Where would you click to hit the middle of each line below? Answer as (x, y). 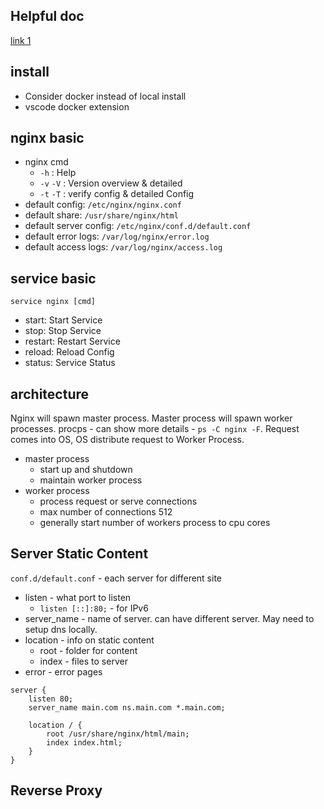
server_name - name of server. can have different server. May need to (169, 618)
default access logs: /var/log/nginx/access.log (123, 247)
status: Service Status (70, 363)
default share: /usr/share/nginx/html (101, 215)
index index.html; (84, 742)
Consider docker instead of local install (105, 96)
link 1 (21, 40)
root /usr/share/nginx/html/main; (118, 734)
